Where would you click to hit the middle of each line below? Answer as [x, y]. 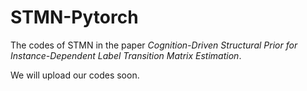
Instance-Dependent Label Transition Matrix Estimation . [126, 55]
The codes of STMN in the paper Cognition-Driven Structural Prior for [154, 45]
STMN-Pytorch [74, 17]
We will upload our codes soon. [75, 75]
